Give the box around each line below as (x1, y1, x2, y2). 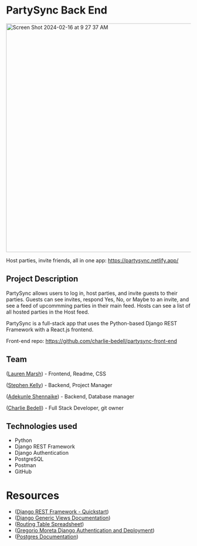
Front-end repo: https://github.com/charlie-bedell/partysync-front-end (6, 337, 178, 344)
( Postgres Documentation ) (14, 533, 79, 540)
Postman (14, 462, 36, 469)
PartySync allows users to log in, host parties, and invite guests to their (6, 289, 178, 297)
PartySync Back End (6, 4, 107, 17)
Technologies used (6, 421, 77, 431)
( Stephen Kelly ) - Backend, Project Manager (6, 381, 113, 388)
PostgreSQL (14, 455, 44, 462)
